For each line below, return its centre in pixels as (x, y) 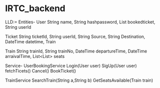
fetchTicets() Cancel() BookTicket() (40, 70)
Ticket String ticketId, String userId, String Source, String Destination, (75, 36)
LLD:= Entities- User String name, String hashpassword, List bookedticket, (80, 22)
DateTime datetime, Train (30, 41)
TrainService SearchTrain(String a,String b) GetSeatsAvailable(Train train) (79, 80)
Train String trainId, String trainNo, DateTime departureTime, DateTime (76, 51)
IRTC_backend (35, 9)
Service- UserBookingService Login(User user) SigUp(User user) (71, 66)
